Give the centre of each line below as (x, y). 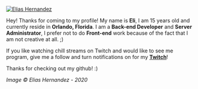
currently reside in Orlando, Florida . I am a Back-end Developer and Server (99, 27)
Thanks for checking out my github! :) (52, 68)
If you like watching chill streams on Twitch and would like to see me (90, 51)
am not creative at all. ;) (35, 39)
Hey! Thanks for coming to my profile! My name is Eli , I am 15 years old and (98, 20)
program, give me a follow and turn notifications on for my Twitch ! (87, 57)
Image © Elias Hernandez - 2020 (47, 80)
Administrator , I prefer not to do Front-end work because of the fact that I (97, 33)
